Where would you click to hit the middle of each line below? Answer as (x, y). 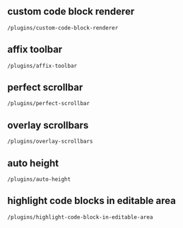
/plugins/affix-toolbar (42, 66)
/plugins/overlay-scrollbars (50, 142)
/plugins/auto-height (39, 179)
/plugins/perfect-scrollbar (49, 104)
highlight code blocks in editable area (92, 201)
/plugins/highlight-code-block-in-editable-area (80, 217)
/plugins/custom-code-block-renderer (63, 28)
